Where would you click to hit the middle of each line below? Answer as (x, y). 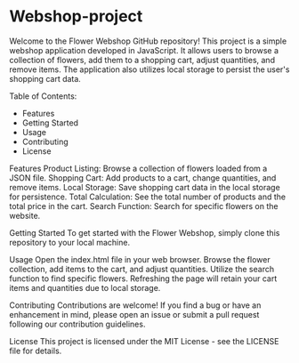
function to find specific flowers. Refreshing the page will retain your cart (143, 278)
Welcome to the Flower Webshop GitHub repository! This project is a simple (148, 41)
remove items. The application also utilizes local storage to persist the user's (149, 69)
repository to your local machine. (70, 242)
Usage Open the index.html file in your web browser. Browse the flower (140, 259)
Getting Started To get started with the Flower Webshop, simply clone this (145, 232)
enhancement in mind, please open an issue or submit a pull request (134, 314)
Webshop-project (76, 16)
